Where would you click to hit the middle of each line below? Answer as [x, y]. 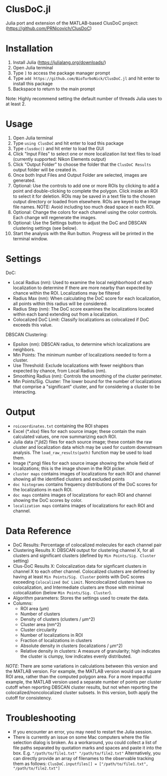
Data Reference [38, 531]
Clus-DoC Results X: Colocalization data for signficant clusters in [80, 566]
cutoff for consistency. [29, 698]
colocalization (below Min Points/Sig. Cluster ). [63, 592]
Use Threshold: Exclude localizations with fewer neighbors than [78, 365]
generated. [24, 180]
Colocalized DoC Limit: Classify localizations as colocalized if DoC [81, 319]
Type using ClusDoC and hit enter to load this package [68, 143]
